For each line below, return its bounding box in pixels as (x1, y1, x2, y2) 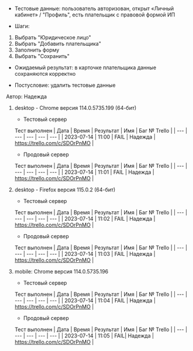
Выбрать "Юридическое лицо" (14, 34, 92, 41)
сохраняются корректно (14, 70, 76, 77)
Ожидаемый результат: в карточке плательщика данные (14, 64, 157, 71)
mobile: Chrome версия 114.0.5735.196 (14, 268, 109, 275)
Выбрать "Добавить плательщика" (14, 41, 101, 47)
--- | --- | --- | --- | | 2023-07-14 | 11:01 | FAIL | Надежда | (14, 168, 155, 176)
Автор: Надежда (6, 93, 47, 100)
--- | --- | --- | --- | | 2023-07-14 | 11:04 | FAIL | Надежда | (14, 297, 156, 304)
